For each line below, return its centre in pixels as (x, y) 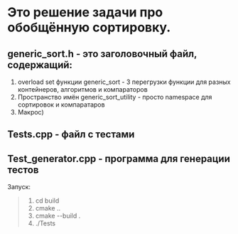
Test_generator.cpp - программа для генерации (119, 158)
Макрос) (31, 112)
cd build (47, 201)
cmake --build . (58, 216)
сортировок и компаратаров (61, 105)
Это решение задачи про (85, 12)
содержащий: (40, 65)
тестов (23, 170)
